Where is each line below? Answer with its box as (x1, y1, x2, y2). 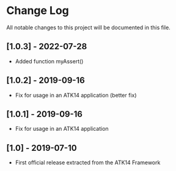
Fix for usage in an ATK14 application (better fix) (15, 91, 137, 99)
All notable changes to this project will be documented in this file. (6, 24, 171, 31)
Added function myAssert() (15, 57, 84, 65)
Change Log (6, 4, 69, 18)
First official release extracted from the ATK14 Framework (15, 159, 161, 166)
